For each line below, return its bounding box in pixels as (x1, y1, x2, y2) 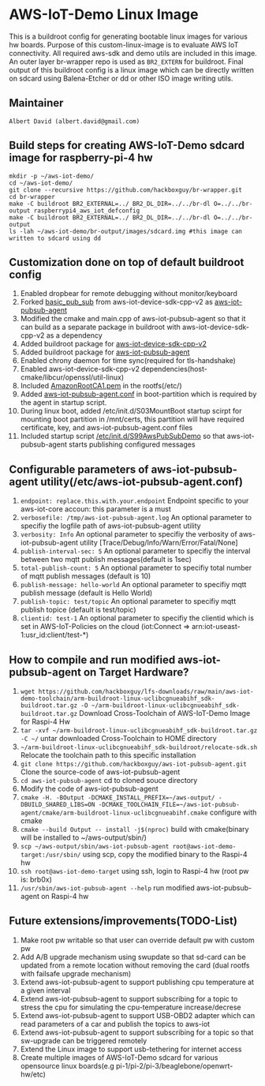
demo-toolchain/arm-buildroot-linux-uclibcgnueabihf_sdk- (20, 695, 215, 702)
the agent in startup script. (20, 398, 107, 407)
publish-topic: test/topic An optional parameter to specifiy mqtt (20, 597, 236, 606)
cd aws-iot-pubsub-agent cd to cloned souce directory (20, 776, 198, 785)
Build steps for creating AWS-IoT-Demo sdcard (9, 139, 245, 152)
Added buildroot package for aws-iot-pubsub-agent (20, 347, 190, 357)
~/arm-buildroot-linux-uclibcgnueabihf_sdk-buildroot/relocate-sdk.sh (20, 743, 258, 751)
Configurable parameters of (9, 462, 149, 476)
